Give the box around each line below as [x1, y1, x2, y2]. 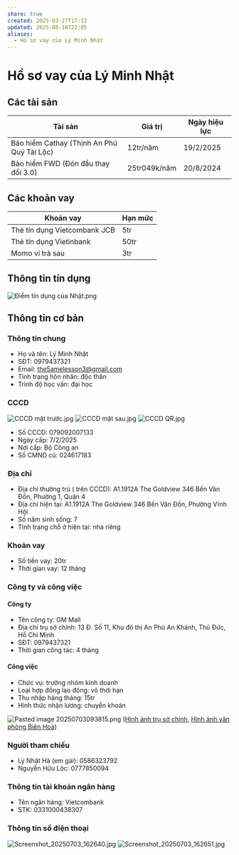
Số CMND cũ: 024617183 [17, 450, 92, 459]
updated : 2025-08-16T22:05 [7, 24, 87, 31]
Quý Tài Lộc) [11, 147, 54, 157]
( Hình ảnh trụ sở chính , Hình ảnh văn [122, 714, 230, 723]
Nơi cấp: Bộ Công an [17, 443, 79, 452]
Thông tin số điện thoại [7, 824, 89, 834]
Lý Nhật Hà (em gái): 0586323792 [17, 756, 118, 764]
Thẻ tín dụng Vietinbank [11, 236, 91, 246]
